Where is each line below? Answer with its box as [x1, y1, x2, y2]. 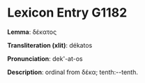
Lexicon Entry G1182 [7, 5, 128, 21]
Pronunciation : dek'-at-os [7, 54, 83, 63]
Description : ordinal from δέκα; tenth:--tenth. [7, 68, 138, 76]
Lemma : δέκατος [7, 28, 57, 36]
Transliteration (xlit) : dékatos [7, 41, 93, 49]
